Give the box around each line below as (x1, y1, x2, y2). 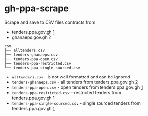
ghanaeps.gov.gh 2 (11, 34, 51, 40)
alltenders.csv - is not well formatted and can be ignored (11, 74, 130, 79)
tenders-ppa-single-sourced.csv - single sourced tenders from (11, 100, 141, 106)
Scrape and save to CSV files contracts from (4, 19, 96, 25)
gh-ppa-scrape (4, 3, 69, 14)
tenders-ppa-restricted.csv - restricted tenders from (11, 89, 122, 95)
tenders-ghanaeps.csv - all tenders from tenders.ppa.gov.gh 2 (11, 79, 138, 85)
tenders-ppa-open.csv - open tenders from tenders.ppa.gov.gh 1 (11, 84, 143, 90)
